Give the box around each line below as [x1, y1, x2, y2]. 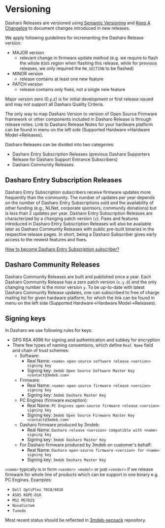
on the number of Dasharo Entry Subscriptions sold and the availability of [5, 200, 154, 206]
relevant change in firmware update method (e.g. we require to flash [19, 54, 159, 60]
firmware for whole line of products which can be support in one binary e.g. [5, 472, 159, 477]
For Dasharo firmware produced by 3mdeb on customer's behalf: [19, 442, 152, 448]
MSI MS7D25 [12, 498, 35, 503]
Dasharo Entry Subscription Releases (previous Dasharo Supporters [12, 151, 150, 157]
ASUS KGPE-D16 [12, 493, 41, 498]
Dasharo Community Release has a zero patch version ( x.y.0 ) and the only [5, 279, 157, 285]
